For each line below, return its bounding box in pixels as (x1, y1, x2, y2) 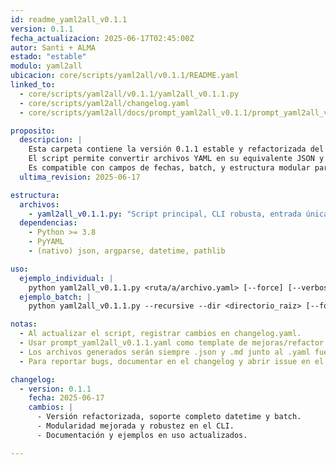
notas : (10, 319, 38, 330)
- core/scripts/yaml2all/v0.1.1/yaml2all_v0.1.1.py (19, 89, 240, 99)
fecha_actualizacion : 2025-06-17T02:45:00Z (10, 33, 195, 43)
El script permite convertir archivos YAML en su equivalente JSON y (28, 154, 325, 164)
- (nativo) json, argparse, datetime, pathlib (28, 246, 226, 256)
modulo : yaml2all (10, 61, 83, 71)
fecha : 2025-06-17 (28, 393, 105, 403)
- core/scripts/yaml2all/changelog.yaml (19, 98, 190, 108)
